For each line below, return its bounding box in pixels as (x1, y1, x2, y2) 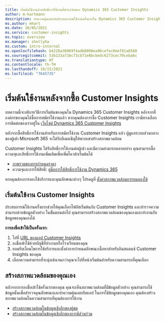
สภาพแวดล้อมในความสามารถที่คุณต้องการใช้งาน (5, 295, 82, 301)
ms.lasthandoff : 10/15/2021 (5, 67, 63, 72)
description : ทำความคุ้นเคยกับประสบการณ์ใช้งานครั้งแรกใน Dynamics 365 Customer (5, 16, 145, 21)
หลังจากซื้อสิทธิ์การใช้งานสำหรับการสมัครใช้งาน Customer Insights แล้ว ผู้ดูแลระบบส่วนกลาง (5, 130, 159, 136)
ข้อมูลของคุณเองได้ (5, 215, 35, 221)
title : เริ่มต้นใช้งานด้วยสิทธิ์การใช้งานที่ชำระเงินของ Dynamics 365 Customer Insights (5, 7, 149, 12)
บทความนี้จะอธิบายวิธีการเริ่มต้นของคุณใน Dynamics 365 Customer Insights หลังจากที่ (5, 109, 156, 115)
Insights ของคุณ (12, 251, 42, 257)
